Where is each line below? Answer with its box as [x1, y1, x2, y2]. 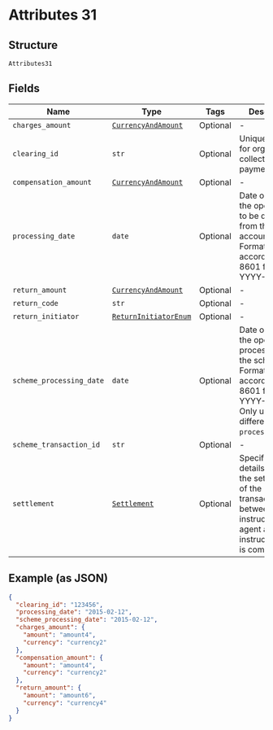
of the [239, 483, 262, 494]
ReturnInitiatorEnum [112, 312, 192, 321]
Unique [239, 133, 267, 144]
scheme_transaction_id [12, 439, 100, 449]
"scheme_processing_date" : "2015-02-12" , [15, 616, 158, 624]
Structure [8, 38, 58, 52]
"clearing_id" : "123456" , [15, 601, 104, 609]
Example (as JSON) [8, 571, 108, 585]
